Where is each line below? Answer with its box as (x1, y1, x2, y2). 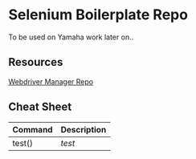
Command (12, 124, 54, 135)
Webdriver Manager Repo (8, 76, 94, 86)
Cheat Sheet (8, 100, 72, 114)
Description (60, 124, 107, 135)
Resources (8, 55, 63, 69)
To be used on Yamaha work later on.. (8, 32, 134, 42)
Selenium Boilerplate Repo (8, 6, 189, 24)
